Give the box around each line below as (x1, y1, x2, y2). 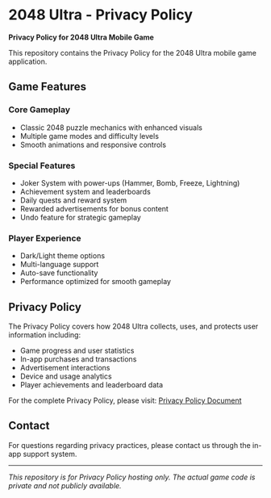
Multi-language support (19, 260, 99, 270)
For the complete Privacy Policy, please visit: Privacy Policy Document (8, 395, 242, 405)
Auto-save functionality (19, 268, 98, 278)
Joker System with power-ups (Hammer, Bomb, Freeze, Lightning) (19, 178, 240, 187)
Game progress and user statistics (19, 345, 135, 356)
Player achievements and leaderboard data (19, 380, 164, 390)
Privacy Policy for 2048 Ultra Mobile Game (8, 32, 155, 42)
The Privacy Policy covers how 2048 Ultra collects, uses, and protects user (8, 321, 259, 332)
